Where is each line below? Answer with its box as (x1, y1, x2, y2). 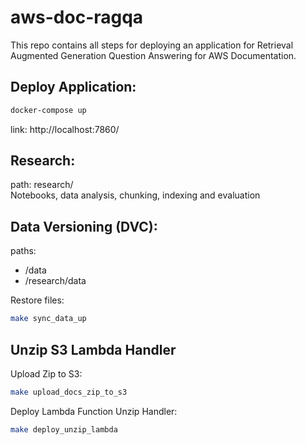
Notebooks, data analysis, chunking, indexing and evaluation (10, 189, 261, 201)
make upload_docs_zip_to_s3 (10, 387, 128, 397)
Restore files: (10, 294, 65, 306)
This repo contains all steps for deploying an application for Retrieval (10, 39, 294, 51)
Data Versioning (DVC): (10, 218, 158, 235)
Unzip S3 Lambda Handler (10, 341, 177, 358)
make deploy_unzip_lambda (10, 424, 118, 435)
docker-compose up (10, 105, 87, 115)
